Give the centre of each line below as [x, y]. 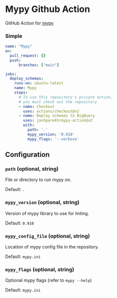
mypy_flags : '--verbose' [53, 139]
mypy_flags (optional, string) [40, 269]
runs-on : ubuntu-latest [39, 83]
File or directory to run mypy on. [38, 180]
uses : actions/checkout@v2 [51, 111]
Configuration [27, 155]
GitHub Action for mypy [29, 23]
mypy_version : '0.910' [51, 134]
